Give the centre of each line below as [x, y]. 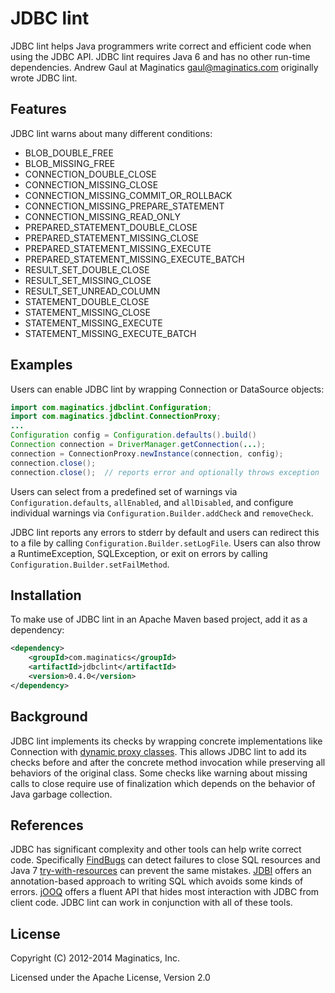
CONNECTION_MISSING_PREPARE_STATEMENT [124, 206]
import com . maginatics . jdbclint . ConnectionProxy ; [116, 417]
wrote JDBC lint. [44, 78]
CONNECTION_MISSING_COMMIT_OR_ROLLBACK [128, 195]
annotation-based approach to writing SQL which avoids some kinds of [157, 881]
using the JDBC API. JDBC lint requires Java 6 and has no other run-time [160, 56]
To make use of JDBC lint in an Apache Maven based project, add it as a [159, 619]
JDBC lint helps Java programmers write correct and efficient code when [161, 46]
